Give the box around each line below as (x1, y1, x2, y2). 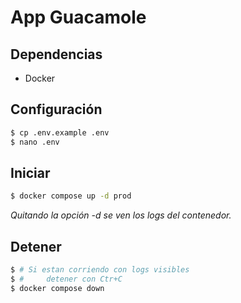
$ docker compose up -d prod (10, 191, 132, 201)
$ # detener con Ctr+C (10, 274, 123, 284)
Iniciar (10, 164, 51, 181)
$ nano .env (10, 137, 60, 147)
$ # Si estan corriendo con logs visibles (10, 265, 190, 275)
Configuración (10, 101, 103, 118)
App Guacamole (10, 6, 147, 29)
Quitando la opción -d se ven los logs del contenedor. (10, 209, 232, 221)
